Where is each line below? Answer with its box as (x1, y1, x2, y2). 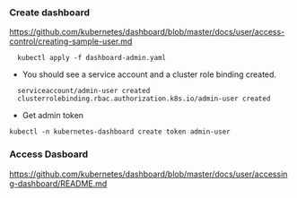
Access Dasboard (9, 148, 89, 160)
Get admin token (22, 110, 83, 121)
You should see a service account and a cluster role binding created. (22, 69, 276, 80)
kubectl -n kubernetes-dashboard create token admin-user (9, 127, 231, 136)
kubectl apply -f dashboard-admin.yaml (17, 54, 167, 63)
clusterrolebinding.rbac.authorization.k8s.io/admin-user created (17, 94, 271, 104)
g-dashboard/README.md (9, 177, 108, 189)
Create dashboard (9, 6, 90, 19)
